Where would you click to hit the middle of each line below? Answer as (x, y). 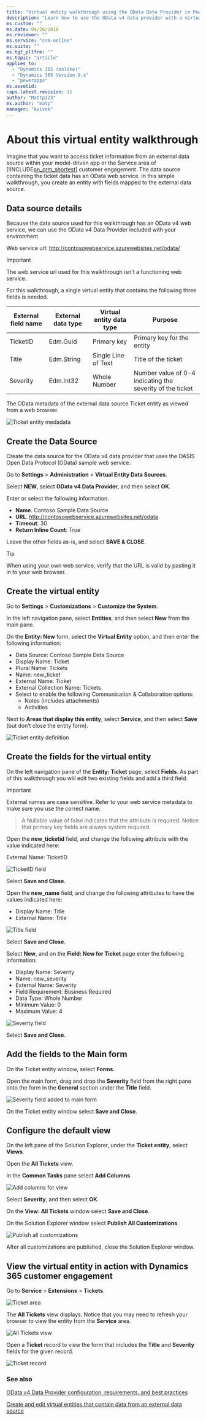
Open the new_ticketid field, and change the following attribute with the (97, 838)
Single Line (108, 356)
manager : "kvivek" (30, 109)
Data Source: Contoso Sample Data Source (70, 655)
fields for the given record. (40, 1351)
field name (26, 324)
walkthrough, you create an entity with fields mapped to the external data (99, 182)
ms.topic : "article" (33, 58)
